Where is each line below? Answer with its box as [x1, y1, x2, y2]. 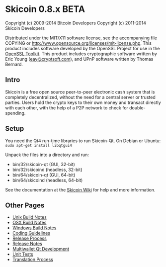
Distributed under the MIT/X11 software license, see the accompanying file [5, 35, 158, 41]
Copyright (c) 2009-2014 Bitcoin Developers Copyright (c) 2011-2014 [5, 20, 147, 26]
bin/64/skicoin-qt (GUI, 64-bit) [12, 172, 76, 178]
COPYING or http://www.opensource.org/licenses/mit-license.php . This [5, 40, 152, 46]
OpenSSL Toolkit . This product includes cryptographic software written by [5, 51, 158, 57]
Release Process [12, 235, 47, 242]
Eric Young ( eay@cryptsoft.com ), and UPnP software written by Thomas [5, 56, 154, 62]
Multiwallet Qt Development [12, 246, 70, 252]
